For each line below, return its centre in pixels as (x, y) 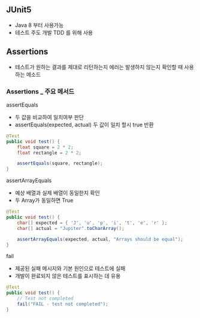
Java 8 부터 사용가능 (39, 25)
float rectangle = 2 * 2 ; (49, 153)
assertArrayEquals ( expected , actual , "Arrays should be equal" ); (100, 239)
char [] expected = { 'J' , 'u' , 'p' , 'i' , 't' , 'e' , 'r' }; (92, 223)
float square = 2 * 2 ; (45, 147)
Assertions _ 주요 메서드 (40, 91)
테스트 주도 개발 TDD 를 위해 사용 (54, 32)
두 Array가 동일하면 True (44, 201)
